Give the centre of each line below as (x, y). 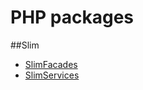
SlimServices (52, 75)
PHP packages (72, 17)
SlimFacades (51, 64)
